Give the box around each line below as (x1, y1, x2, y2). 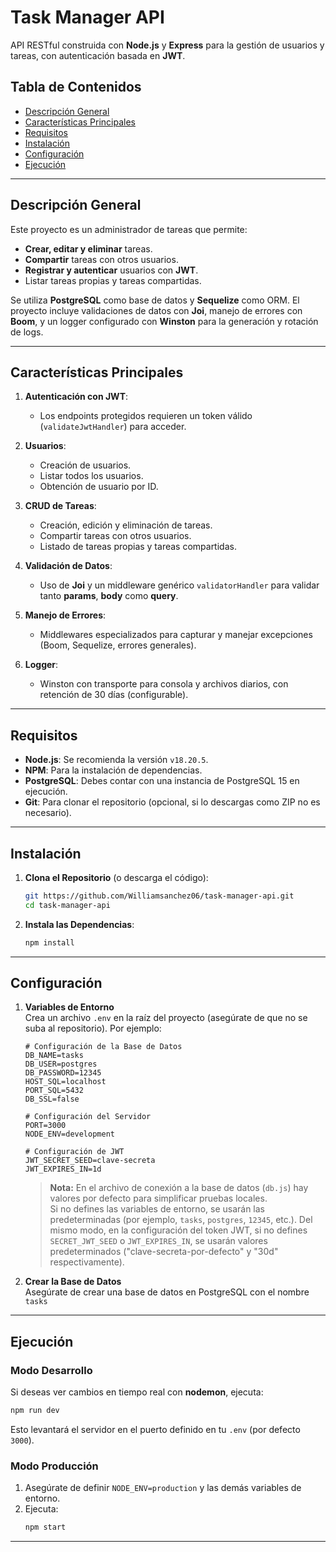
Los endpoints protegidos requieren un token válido (39, 410, 253, 422)
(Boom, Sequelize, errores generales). (39, 639, 197, 651)
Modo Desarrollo (10, 1363, 93, 1377)
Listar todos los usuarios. (39, 470, 144, 482)
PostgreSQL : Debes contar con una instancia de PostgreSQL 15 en (24, 775, 300, 787)
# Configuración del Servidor (24, 1112, 152, 1122)
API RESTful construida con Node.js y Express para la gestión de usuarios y (10, 39, 325, 51)
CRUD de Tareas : (24, 500, 97, 512)
